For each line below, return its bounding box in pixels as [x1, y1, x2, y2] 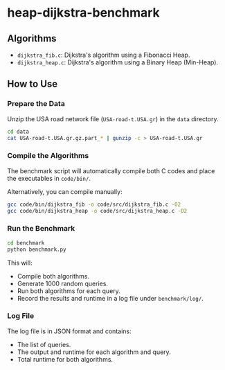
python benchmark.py [7, 246, 67, 253]
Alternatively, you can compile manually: [7, 187, 123, 195]
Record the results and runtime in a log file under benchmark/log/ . [17, 294, 204, 302]
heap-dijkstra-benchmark [7, 5, 161, 21]
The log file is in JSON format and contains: [7, 327, 132, 335]
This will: [7, 258, 33, 267]
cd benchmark [7, 239, 45, 247]
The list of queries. [17, 340, 71, 349]
